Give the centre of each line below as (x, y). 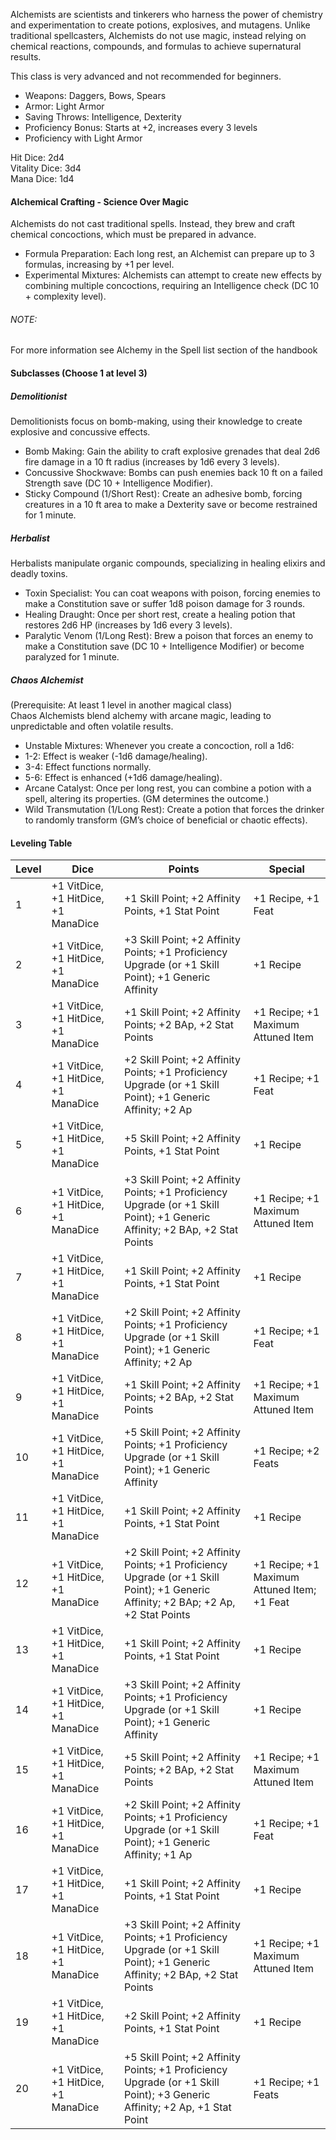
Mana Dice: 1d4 (42, 178)
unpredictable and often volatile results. (92, 726)
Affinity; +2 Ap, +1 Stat (177, 2107)
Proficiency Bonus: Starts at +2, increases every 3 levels (141, 127)
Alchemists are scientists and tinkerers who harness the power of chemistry (166, 14)
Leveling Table (41, 843)
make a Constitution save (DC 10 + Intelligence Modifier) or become (164, 646)
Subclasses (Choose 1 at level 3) (79, 373)
